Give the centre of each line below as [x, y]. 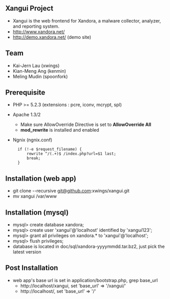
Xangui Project [29, 8]
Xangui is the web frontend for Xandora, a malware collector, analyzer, [87, 20]
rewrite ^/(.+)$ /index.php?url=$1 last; [71, 154]
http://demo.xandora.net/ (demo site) [52, 37]
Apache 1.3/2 [27, 115]
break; [34, 158]
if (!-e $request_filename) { [50, 149]
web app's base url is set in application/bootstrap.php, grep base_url [85, 280]
